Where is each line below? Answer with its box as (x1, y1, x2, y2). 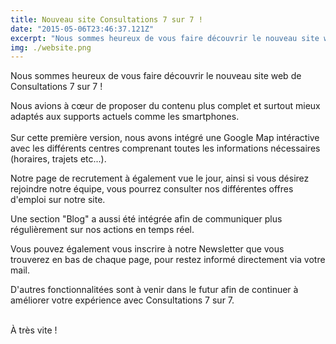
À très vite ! (10, 324, 58, 336)
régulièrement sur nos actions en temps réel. (10, 224, 195, 236)
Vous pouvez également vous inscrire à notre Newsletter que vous (10, 243, 285, 255)
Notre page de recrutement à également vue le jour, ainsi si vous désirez (10, 172, 310, 185)
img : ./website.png (10, 42, 92, 53)
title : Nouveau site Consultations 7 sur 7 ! (10, 14, 203, 25)
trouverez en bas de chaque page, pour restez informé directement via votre (10, 254, 326, 266)
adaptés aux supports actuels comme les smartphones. (10, 111, 240, 123)
